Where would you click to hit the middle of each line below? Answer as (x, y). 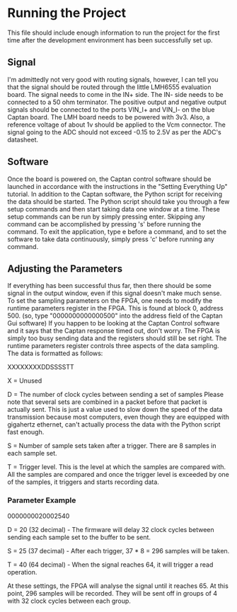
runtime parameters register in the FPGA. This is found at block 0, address (116, 308)
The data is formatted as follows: (55, 353)
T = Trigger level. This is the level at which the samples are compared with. (117, 467)
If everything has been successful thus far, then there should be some (110, 286)
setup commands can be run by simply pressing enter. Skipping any (106, 216)
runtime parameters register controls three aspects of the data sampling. (113, 346)
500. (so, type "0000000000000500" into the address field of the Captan (115, 316)
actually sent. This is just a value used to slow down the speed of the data (115, 410)
